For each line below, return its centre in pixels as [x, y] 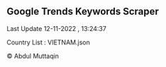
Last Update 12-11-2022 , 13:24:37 [57, 28]
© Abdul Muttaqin [33, 56]
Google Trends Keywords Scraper [83, 12]
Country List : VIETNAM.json [48, 42]
